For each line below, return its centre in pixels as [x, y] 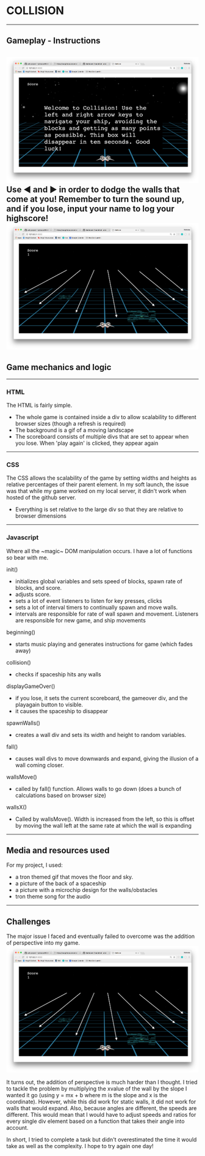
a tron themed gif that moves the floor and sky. [74, 877]
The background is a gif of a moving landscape [74, 430]
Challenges [28, 922]
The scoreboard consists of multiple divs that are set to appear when [102, 437]
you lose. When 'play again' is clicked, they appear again [87, 443]
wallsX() [17, 807]
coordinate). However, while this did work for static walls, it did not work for [101, 1101]
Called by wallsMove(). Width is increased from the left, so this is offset [105, 819]
